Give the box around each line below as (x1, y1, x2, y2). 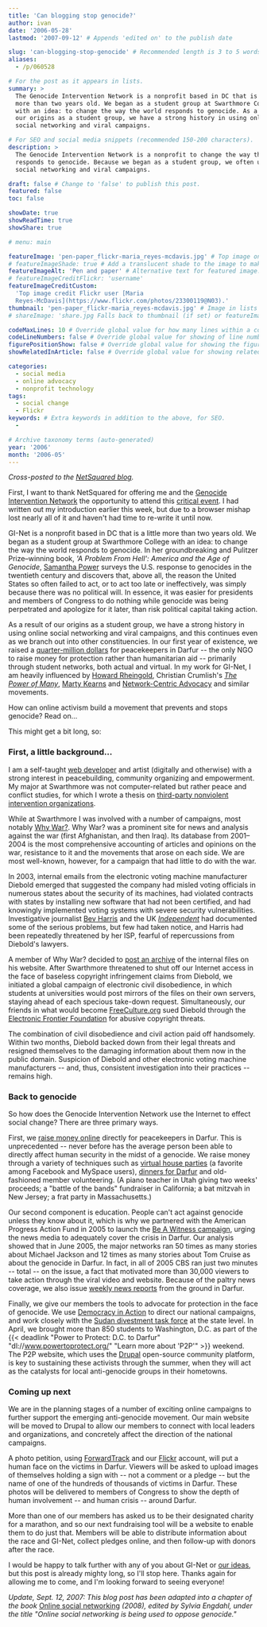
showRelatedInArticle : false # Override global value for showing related (8, 348, 261, 356)
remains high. (8, 1071, 53, 1081)
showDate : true (8, 209, 59, 217)
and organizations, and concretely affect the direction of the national (8, 1430, 233, 1439)
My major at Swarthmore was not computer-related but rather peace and (8, 781, 247, 791)
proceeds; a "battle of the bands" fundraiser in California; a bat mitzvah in (8, 1183, 250, 1193)
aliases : (8, 56, 37, 64)
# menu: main (8, 238, 52, 246)
